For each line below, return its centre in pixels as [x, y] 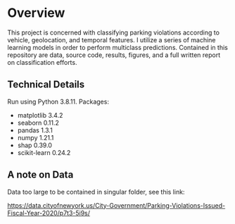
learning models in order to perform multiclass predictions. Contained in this [118, 47]
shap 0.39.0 [35, 145]
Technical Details [46, 85]
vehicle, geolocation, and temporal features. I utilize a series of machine [112, 39]
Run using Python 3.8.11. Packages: [58, 101]
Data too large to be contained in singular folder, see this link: [96, 192]
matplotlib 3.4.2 [40, 115]
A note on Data [40, 175]
